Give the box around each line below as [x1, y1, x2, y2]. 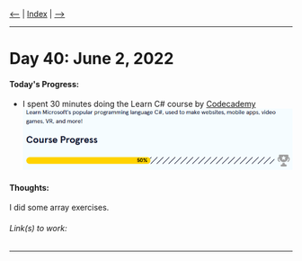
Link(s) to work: [9, 222, 67, 233]
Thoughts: [9, 182, 49, 193]
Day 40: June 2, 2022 [9, 49, 174, 69]
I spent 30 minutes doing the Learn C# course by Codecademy [22, 99, 256, 110]
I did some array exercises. [9, 202, 110, 213]
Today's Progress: [9, 78, 79, 89]
